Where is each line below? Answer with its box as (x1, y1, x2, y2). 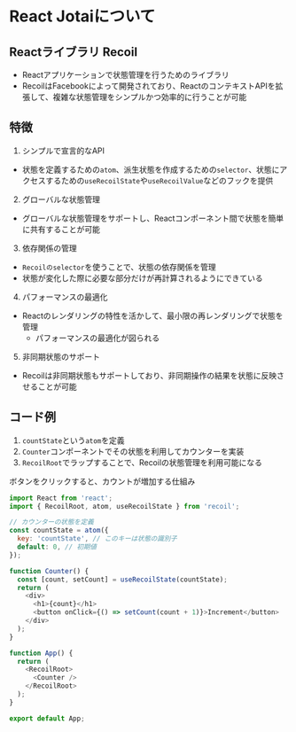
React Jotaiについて (9, 6, 156, 27)
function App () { (9, 649, 74, 658)
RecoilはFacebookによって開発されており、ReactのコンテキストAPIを (21, 81, 276, 91)
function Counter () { (9, 566, 90, 575)
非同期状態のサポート (21, 351, 100, 362)
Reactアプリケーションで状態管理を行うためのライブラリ (21, 70, 230, 80)
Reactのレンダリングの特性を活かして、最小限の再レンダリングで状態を (21, 310, 284, 321)
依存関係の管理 (21, 243, 77, 253)
